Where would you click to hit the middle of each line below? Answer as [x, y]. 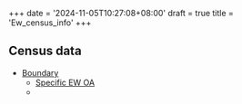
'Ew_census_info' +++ [50, 23]
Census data [45, 51]
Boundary [40, 72]
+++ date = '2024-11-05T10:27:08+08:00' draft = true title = [121, 13]
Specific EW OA [65, 82]
